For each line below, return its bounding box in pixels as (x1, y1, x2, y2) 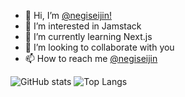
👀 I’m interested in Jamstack (24, 20, 142, 32)
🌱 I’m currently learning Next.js (24, 31, 153, 42)
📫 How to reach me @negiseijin (24, 53, 158, 64)
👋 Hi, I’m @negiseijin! (24, 10, 112, 21)
